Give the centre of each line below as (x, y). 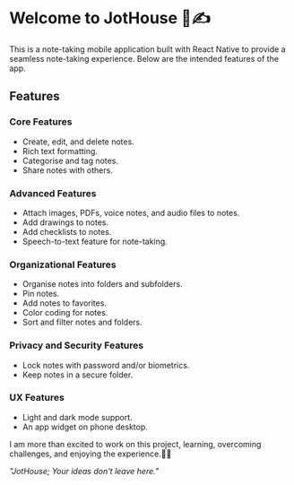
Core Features (41, 122)
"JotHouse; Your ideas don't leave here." (84, 471)
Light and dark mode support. (77, 417)
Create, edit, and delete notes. (78, 142)
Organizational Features (63, 264)
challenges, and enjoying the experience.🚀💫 (91, 454)
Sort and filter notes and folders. (82, 322)
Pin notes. (41, 294)
